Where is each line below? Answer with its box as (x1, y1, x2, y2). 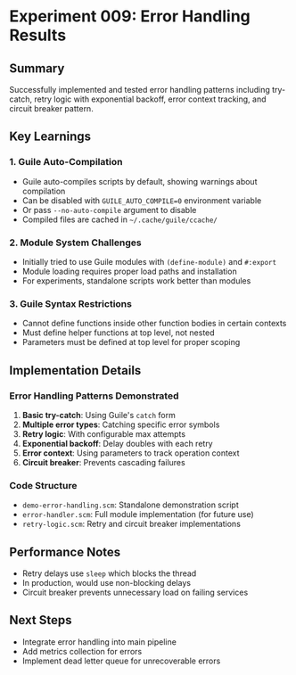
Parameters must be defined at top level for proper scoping (21, 337, 241, 348)
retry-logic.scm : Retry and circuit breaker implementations (21, 519, 241, 530)
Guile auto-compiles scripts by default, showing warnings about (21, 176, 258, 186)
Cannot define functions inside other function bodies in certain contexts (21, 318, 287, 329)
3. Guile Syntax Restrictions (9, 297, 132, 309)
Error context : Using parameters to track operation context (21, 448, 240, 458)
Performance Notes (9, 544, 121, 559)
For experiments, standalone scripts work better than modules (21, 275, 251, 286)
